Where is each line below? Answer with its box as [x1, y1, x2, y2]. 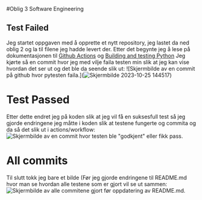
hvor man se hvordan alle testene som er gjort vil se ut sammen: [6, 180, 168, 188]
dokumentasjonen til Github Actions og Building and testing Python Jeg [6, 52, 186, 59]
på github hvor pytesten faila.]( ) [6, 71, 172, 79]
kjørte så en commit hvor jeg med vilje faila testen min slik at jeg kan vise [6, 58, 190, 66]
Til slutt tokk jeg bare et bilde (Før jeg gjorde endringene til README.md [6, 174, 187, 181]
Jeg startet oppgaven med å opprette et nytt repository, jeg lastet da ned [6, 39, 190, 46]
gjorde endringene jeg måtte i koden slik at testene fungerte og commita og [6, 119, 197, 127]
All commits [6, 154, 68, 167]
